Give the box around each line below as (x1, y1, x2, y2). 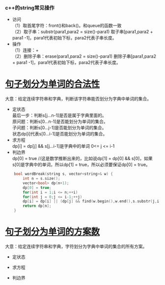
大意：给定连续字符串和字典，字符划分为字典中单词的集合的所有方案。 (5, 244, 147, 250)
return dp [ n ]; (23, 203, 52, 209)
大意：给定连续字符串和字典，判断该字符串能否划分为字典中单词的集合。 (5, 96, 151, 102)
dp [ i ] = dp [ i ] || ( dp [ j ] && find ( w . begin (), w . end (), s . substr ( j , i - (23, 199, 162, 204)
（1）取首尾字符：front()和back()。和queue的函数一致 (12, 23, 122, 29)
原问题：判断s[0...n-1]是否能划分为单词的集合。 (12, 119, 108, 125)
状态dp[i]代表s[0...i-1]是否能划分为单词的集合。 (12, 131, 108, 137)
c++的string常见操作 (5, 4, 55, 11)
